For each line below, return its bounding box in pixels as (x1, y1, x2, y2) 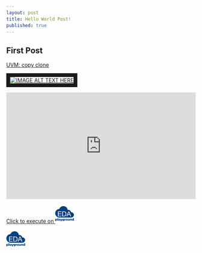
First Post (6, 45, 43, 55)
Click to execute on (6, 217, 54, 225)
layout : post (6, 10, 39, 16)
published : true (6, 22, 47, 28)
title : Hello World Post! (6, 16, 71, 22)
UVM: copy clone (6, 61, 49, 69)
